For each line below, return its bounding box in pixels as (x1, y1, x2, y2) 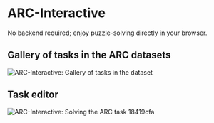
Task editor (7, 89, 58, 101)
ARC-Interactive (7, 5, 106, 21)
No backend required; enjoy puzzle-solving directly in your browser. (7, 28, 208, 37)
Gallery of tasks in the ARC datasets (7, 49, 171, 61)
